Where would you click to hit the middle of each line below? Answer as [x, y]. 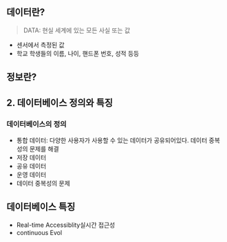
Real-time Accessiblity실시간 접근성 [66, 225]
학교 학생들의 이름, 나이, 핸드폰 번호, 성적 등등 [78, 53]
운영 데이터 [31, 175]
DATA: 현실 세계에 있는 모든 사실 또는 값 [77, 30]
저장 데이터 [31, 157]
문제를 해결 [44, 148]
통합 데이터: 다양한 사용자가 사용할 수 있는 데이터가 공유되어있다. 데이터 [112, 140]
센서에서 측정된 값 [40, 45]
